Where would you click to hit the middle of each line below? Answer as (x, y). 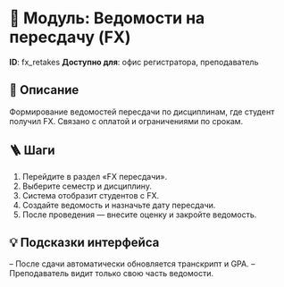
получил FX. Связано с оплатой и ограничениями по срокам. (126, 121)
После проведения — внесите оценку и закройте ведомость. (139, 215)
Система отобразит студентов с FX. (91, 195)
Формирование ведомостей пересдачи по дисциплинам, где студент (142, 112)
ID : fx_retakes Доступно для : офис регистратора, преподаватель (134, 62)
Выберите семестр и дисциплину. (87, 186)
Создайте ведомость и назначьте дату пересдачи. (119, 205)
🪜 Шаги (32, 151)
